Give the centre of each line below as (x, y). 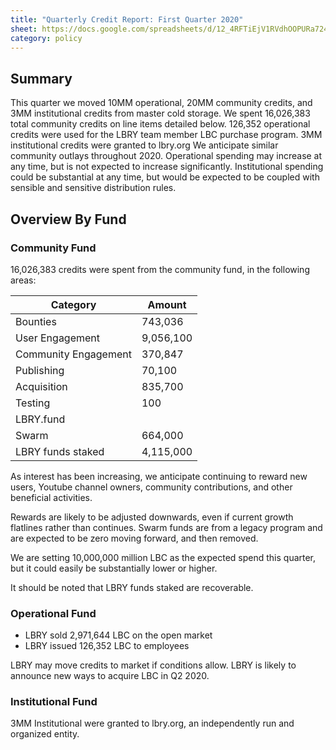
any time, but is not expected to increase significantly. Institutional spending (167, 167)
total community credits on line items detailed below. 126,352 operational (160, 124)
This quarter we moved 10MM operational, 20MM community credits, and (161, 103)
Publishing (40, 370)
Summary (41, 78)
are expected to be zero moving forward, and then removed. (134, 538)
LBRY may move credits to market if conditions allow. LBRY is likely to (153, 665)
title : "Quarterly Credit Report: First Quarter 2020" (127, 19)
